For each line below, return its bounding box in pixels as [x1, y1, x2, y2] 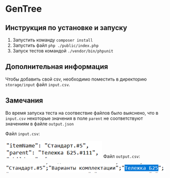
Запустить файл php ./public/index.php [12, 42, 99, 48]
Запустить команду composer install [12, 37, 93, 43]
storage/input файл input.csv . [5, 81, 70, 87]
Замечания [5, 96, 43, 105]
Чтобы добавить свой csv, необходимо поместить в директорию [5, 76, 147, 82]
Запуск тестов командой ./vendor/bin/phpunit [12, 48, 114, 54]
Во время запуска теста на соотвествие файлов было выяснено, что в [5, 110, 159, 116]
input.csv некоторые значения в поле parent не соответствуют [5, 115, 144, 121]
